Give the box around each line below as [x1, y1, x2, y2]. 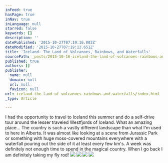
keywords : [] [5, 31, 32, 36]
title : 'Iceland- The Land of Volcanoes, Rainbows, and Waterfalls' [5, 49, 151, 54]
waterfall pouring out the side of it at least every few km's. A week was [5, 141, 151, 147]
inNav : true [5, 17, 30, 22]
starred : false [5, 26, 37, 31]
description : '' [5, 36, 39, 41]
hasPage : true [5, 12, 35, 17]
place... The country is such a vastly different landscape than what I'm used [5, 125, 161, 131]
